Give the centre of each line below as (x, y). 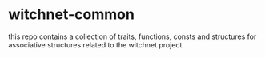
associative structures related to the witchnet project (95, 44)
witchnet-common (71, 15)
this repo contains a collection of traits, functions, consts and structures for (132, 36)
